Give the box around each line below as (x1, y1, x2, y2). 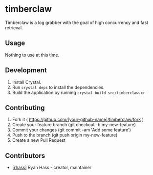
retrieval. (5, 24, 23, 30)
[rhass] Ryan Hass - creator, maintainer (12, 165, 92, 171)
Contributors (5, 152, 45, 160)
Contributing (5, 104, 45, 112)
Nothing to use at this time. (5, 52, 60, 58)
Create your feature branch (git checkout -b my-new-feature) (12, 122, 136, 128)
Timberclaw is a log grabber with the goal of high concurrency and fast (5, 20, 148, 25)
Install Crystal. (12, 79, 42, 85)
